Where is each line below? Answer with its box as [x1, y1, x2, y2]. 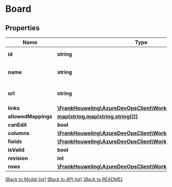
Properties [5, 24, 40, 32]
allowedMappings [8, 113, 53, 120]
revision [8, 155, 28, 162]
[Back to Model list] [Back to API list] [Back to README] [5, 176, 123, 182]
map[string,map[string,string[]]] [57, 113, 138, 120]
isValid [8, 146, 25, 153]
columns [8, 129, 30, 137]
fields [8, 138, 22, 145]
